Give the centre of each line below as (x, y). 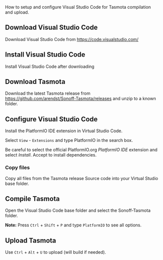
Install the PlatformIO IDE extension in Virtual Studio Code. (64, 131)
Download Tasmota (35, 82)
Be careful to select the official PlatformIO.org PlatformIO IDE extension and (81, 150)
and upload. (17, 12)
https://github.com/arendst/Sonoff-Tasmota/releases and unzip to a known (81, 99)
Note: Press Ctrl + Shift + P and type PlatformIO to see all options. (73, 225)
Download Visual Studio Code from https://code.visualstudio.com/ (72, 39)
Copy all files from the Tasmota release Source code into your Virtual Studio (81, 178)
